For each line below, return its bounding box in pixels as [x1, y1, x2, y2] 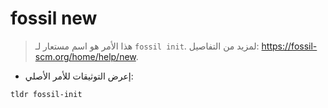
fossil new [10, 7, 98, 30]
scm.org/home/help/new [34, 50, 137, 62]
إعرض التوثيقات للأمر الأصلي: [24, 70, 134, 82]
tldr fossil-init [10, 89, 83, 99]
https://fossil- [261, 40, 318, 52]
